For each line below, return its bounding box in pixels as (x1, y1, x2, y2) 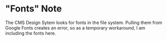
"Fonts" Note (5, 3, 62, 14)
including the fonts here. (5, 30, 56, 36)
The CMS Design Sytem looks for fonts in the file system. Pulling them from (5, 19, 163, 25)
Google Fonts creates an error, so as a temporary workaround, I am (5, 24, 146, 30)
